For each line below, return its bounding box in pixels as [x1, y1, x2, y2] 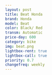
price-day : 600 [5, 35, 36, 40]
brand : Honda [5, 16, 32, 21]
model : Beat [5, 21, 29, 26]
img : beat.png [5, 44, 34, 49]
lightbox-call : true [5, 53, 48, 58]
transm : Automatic [5, 30, 43, 35]
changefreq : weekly [5, 62, 45, 67]
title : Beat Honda [5, 12, 43, 17]
